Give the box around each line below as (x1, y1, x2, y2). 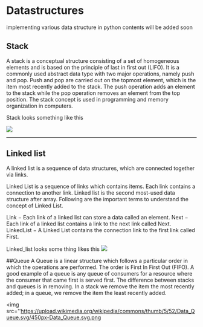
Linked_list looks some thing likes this (6, 245, 100, 253)
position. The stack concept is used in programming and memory (6, 96, 169, 103)
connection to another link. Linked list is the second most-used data (6, 189, 175, 196)
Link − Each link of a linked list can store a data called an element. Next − (6, 213, 188, 221)
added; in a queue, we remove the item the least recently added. (6, 289, 167, 296)
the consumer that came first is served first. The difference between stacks (6, 276, 195, 283)
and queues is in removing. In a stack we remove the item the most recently (6, 282, 195, 290)
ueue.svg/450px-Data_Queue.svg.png (6, 314, 101, 321)
